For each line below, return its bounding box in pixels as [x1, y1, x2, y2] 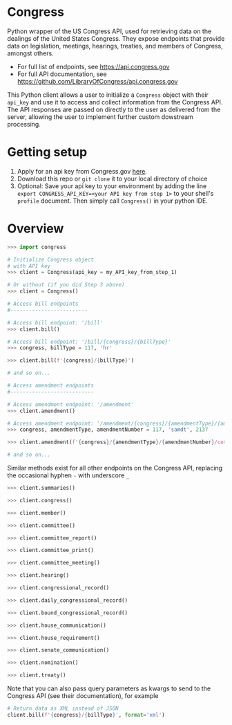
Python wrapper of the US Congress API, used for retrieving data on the [7, 27, 212, 35]
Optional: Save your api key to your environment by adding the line [17, 181, 207, 190]
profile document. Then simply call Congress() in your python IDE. [17, 196, 209, 205]
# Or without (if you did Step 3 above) [7, 282, 126, 288]
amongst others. [7, 49, 54, 57]
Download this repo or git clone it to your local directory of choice [17, 174, 209, 183]
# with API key [7, 262, 51, 270]
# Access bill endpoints [7, 300, 79, 308]
